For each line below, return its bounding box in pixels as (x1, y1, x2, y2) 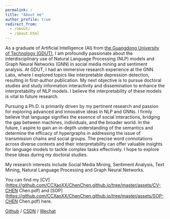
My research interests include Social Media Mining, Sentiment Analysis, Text (5, 162, 164, 167)
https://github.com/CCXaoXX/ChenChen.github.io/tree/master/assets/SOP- (7, 193, 164, 199)
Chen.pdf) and (19, 188, 50, 193)
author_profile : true (5, 17, 51, 22)
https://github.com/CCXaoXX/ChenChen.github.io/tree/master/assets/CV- (7, 182, 161, 188)
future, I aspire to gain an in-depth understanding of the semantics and (5, 125, 153, 131)
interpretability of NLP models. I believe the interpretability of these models (5, 88, 162, 94)
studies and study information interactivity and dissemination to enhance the (5, 83, 165, 89)
